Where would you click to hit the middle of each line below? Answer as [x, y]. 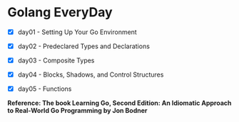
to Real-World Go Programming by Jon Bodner [77, 111]
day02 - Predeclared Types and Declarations [83, 46]
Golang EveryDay [60, 12]
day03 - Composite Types [56, 60]
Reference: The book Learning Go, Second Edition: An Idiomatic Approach [119, 103]
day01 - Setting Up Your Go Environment [77, 32]
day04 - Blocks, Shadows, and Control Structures [91, 74]
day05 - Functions [45, 89]
